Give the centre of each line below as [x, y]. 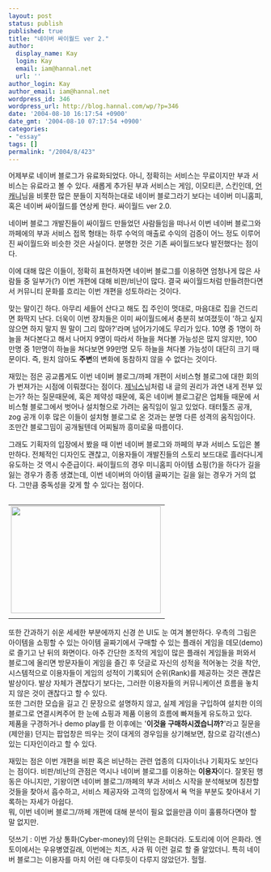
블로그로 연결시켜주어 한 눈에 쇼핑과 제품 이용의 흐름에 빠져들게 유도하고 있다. [130, 714]
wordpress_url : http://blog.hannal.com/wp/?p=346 [94, 106]
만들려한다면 [243, 281]
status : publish [36, 24]
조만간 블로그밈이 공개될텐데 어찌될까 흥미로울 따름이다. [96, 427]
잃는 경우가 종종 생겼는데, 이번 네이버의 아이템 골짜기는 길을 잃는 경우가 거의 [128, 475]
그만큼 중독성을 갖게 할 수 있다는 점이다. [81, 485]
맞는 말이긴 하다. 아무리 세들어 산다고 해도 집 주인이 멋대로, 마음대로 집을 [123, 308]
